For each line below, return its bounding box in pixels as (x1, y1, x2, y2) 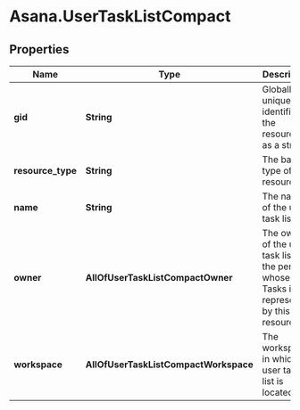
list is (262, 375, 284, 387)
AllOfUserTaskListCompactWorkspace (85, 358, 254, 371)
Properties (9, 42, 70, 57)
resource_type (13, 165, 78, 176)
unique (262, 94, 292, 106)
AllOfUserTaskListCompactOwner (85, 272, 233, 283)
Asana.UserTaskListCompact (9, 6, 231, 27)
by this (262, 305, 290, 317)
